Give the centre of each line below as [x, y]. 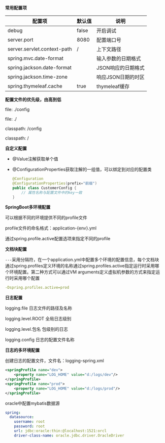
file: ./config [17, 109]
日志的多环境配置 [22, 350]
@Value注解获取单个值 [35, 159]
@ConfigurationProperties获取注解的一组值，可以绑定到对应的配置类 [82, 169]
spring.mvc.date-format [35, 58]
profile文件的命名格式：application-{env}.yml [51, 228]
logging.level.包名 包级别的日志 [36, 329]
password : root [30, 426]
